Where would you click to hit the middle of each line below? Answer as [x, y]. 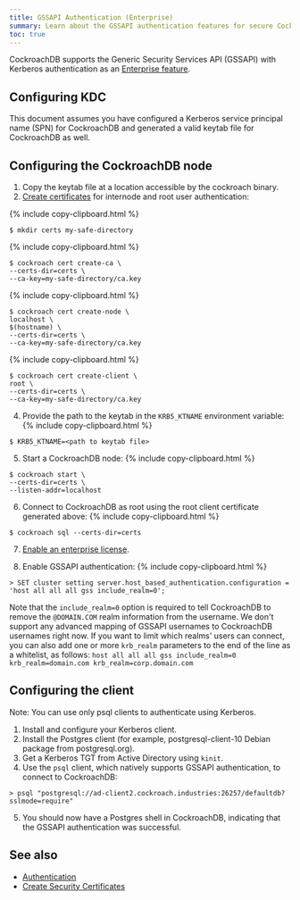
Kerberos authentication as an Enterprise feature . [100, 69]
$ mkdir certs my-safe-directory [71, 230]
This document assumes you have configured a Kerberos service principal [146, 119]
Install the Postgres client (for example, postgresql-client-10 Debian [146, 738]
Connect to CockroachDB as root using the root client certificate [140, 507]
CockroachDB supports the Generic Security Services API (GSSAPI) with [143, 60]
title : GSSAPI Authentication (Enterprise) [92, 17]
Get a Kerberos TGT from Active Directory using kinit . [123, 758]
